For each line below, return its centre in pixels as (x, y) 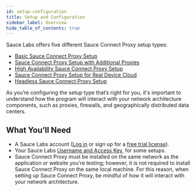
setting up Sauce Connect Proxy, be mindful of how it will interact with (99, 176)
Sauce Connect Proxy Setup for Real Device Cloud (75, 75)
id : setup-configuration (36, 11)
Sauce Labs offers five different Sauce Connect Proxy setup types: (87, 45)
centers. (16, 111)
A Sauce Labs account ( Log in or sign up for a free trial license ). (92, 144)
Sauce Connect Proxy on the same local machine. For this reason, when (102, 169)
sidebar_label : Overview (36, 22)
